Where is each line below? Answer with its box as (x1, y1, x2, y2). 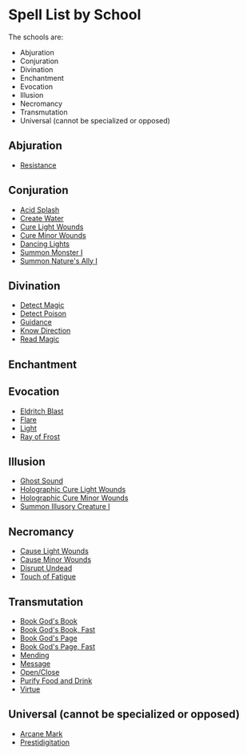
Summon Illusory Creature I (19, 502, 110, 511)
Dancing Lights (19, 239, 70, 248)
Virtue (19, 684, 41, 694)
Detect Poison (19, 309, 66, 318)
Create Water (19, 213, 64, 223)
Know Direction (19, 326, 71, 336)
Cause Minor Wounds (19, 555, 92, 564)
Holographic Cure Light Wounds (19, 485, 126, 495)
